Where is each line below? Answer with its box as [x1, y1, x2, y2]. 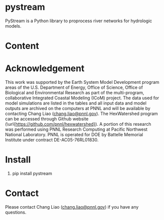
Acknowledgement [5, 63, 85, 74]
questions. [5, 209, 27, 215]
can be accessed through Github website [5, 116, 89, 122]
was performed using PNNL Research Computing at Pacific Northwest [5, 126, 148, 132]
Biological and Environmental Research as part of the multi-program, [5, 90, 144, 96]
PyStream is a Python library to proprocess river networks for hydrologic [5, 18, 153, 24]
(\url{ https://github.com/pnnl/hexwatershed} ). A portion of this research [5, 121, 151, 127]
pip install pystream [12, 171, 53, 176]
